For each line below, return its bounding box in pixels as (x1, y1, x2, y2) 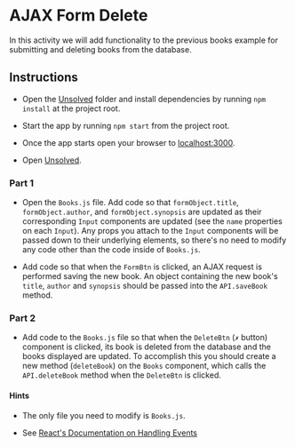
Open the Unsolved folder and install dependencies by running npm (21, 93, 267, 104)
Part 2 (9, 312, 36, 324)
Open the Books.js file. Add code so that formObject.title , (21, 197, 240, 208)
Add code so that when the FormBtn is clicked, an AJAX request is (21, 261, 262, 272)
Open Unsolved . (21, 155, 82, 165)
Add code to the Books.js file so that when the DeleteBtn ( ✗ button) (21, 332, 268, 343)
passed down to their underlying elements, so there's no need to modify (21, 235, 287, 245)
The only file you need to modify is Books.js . (21, 410, 186, 420)
